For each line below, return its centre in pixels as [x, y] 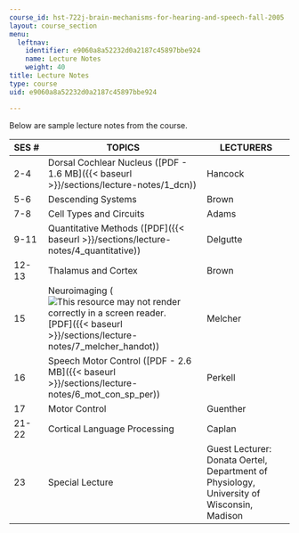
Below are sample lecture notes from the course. [99, 125]
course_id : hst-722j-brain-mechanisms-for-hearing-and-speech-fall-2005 [147, 17]
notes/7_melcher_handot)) [104, 346]
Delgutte [225, 239]
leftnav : [33, 42]
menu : [19, 34]
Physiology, [231, 482]
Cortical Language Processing [111, 429]
